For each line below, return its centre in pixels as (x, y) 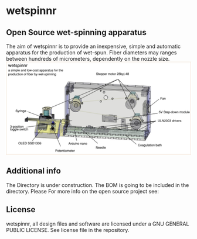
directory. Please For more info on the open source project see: (83, 191)
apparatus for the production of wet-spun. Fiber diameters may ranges (91, 53)
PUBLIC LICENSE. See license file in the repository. (68, 230)
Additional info (34, 171)
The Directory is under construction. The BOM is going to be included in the (98, 185)
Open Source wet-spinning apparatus (76, 32)
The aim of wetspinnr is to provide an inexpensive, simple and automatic (94, 46)
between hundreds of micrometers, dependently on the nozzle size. (88, 59)
